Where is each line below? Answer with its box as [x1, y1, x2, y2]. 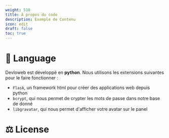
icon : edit [5, 21, 28, 27]
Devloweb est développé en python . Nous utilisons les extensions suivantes [5, 69, 164, 75]
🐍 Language [5, 53, 57, 64]
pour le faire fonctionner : [5, 74, 59, 81]
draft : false [5, 26, 33, 31]
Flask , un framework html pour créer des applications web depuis [12, 84, 150, 90]
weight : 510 [5, 7, 30, 13]
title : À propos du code [5, 12, 58, 17]
